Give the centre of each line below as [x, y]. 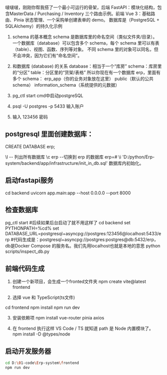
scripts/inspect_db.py [27, 251]
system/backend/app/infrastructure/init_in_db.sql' [57, 163]
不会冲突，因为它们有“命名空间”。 [47, 56]
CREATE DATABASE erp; [30, 146]
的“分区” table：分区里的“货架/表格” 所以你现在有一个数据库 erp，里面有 [86, 72]
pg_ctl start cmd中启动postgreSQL [48, 96]
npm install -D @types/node [41, 334]
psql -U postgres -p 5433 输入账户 [48, 106]
